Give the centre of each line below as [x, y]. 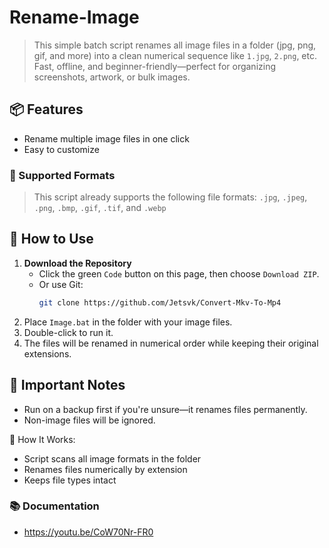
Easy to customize [61, 149]
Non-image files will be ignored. [89, 420]
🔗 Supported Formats [62, 175]
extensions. [47, 353]
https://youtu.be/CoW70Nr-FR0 [88, 532]
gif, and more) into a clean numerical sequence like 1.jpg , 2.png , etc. [175, 55]
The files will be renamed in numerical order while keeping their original [171, 343]
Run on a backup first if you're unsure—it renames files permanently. [165, 409]
